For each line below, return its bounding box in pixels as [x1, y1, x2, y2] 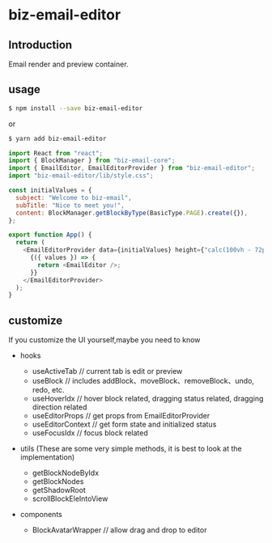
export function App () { [8, 231, 92, 240]
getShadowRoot [32, 486, 87, 495]
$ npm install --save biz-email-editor [8, 104, 143, 112]
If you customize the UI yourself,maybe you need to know [8, 335, 201, 345]
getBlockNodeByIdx [32, 468, 100, 478]
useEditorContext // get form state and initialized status [32, 419, 217, 430]
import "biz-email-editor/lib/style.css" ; [8, 172, 154, 180]
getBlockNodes [32, 477, 84, 486]
